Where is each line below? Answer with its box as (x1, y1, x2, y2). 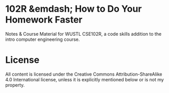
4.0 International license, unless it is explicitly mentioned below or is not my (5, 76, 164, 82)
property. (5, 82, 25, 88)
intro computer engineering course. (5, 36, 80, 42)
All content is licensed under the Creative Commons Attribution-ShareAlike (5, 71, 162, 77)
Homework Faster (5, 14, 83, 26)
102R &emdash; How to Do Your (5, 3, 142, 15)
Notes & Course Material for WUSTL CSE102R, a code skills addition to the (5, 31, 162, 37)
